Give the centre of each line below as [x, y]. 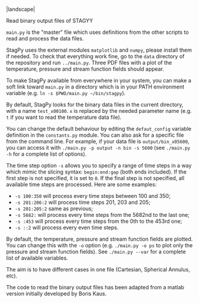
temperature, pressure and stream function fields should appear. [85, 69]
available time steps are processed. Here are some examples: [81, 184]
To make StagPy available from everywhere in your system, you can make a [99, 81]
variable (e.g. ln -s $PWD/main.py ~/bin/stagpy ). [66, 93]
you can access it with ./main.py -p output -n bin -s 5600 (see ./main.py [98, 148]
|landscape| [21, 9]
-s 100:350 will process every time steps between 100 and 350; [93, 196]
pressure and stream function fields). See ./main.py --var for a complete [96, 252]
